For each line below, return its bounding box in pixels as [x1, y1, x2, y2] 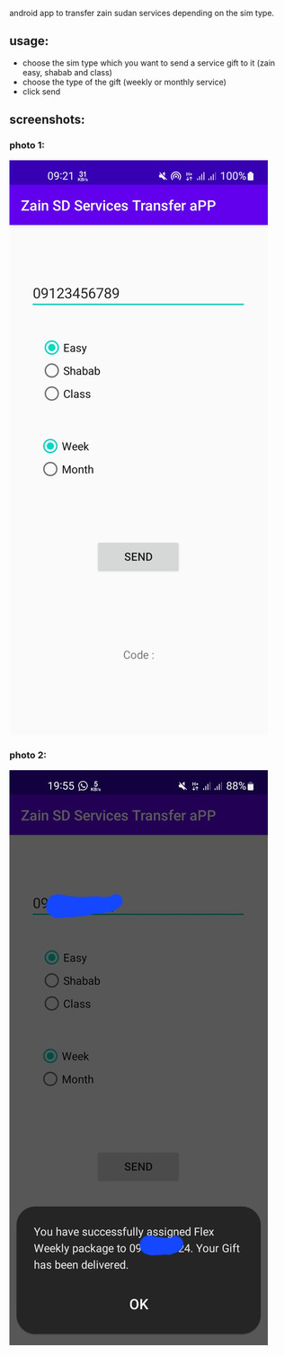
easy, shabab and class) [22, 66, 112, 77]
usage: [9, 33, 49, 49]
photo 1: [9, 139, 45, 152]
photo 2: [9, 749, 48, 762]
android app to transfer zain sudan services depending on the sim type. [9, 8, 275, 18]
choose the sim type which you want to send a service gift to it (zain [22, 58, 276, 68]
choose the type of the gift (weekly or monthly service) [22, 76, 227, 87]
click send [22, 85, 61, 97]
